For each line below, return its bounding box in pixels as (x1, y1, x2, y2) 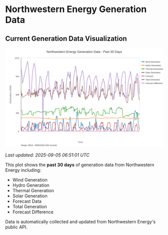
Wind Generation (12, 177, 48, 183)
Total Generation (12, 204, 47, 209)
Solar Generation (12, 193, 48, 199)
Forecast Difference (12, 209, 54, 215)
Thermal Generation (12, 188, 54, 193)
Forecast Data (12, 198, 42, 204)
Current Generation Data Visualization (5, 34, 127, 43)
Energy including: (5, 167, 42, 173)
